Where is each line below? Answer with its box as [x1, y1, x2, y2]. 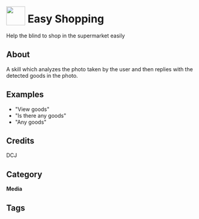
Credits [6, 136, 35, 146]
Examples [6, 89, 44, 100]
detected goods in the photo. [6, 72, 78, 79]
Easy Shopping [27, 12, 105, 26]
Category [6, 169, 43, 179]
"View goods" [14, 106, 50, 113]
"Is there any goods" [14, 112, 67, 119]
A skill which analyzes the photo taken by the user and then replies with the [6, 65, 194, 72]
